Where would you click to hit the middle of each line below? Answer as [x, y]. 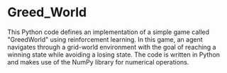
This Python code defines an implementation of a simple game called [109, 32]
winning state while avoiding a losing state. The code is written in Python [114, 55]
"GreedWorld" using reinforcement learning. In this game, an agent [105, 39]
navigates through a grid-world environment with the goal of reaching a [112, 47]
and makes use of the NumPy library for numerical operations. [98, 62]
